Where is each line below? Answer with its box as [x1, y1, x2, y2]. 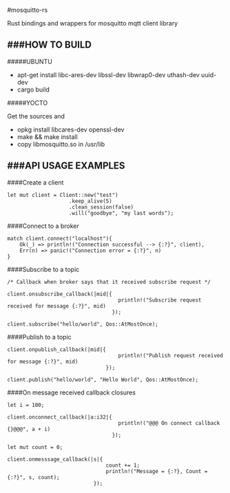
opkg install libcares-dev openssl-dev [17, 125, 125, 134]
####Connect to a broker [7, 222, 79, 230]
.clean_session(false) [68, 203, 134, 211]
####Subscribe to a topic [7, 265, 80, 273]
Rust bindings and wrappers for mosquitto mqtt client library [7, 19, 178, 27]
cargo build [17, 85, 50, 94]
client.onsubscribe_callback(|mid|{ [7, 291, 112, 297]
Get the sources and [7, 112, 65, 120]
